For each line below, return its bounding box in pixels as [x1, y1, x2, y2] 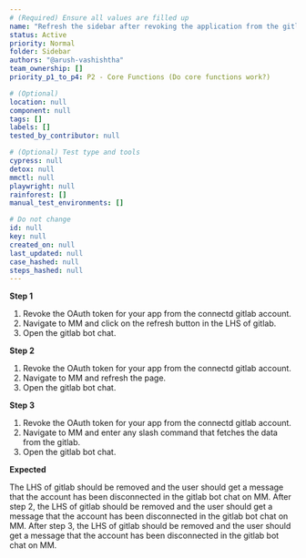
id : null [9, 224, 43, 233]
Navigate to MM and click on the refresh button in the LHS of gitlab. [22, 318, 277, 329]
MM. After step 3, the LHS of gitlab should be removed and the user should [9, 521, 291, 532]
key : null [9, 232, 47, 241]
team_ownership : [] [9, 65, 84, 74]
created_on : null [9, 240, 76, 249]
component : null [9, 106, 71, 115]
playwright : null [9, 181, 76, 191]
